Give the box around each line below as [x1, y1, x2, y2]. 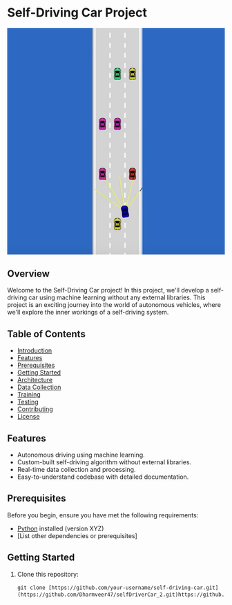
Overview [7, 268, 50, 279]
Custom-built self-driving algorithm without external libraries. [17, 457, 192, 466]
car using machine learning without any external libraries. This [28, 293, 206, 301]
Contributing [17, 405, 53, 413]
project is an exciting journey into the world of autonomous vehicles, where [7, 301, 221, 309]
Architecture [17, 376, 53, 384]
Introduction [17, 346, 52, 355]
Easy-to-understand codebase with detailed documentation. [17, 473, 189, 481]
